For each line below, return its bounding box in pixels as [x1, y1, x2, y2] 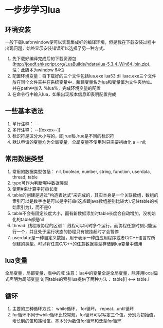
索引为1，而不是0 [16, 204, 51, 210]
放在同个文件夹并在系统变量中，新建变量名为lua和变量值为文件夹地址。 [12, 79, 155, 85]
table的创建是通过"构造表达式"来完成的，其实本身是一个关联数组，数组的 [12, 192, 159, 198]
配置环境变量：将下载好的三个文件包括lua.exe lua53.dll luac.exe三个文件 [12, 73, 157, 78]
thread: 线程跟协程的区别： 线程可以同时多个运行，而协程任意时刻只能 [12, 222, 153, 228]
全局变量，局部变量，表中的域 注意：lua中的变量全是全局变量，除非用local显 [5, 270, 158, 276]
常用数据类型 [5, 154, 44, 163]
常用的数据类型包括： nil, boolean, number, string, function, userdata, [12, 169, 151, 174]
